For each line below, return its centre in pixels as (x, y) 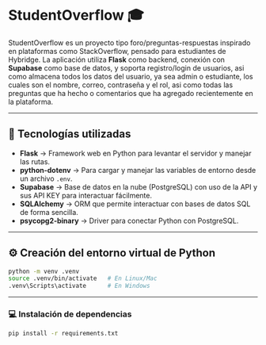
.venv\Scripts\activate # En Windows (79, 286)
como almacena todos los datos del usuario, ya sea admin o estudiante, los (131, 76)
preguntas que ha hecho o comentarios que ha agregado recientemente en (131, 93)
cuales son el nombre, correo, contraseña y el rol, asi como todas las (121, 85)
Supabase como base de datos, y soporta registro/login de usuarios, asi (126, 67)
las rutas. (34, 161)
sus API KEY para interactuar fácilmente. (86, 195)
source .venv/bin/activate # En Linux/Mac (83, 278)
